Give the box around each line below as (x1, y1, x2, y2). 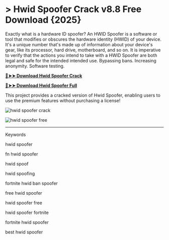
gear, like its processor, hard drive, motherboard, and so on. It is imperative (5, 47, 161, 53)
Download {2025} (5, 14, 81, 26)
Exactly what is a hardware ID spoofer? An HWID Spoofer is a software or (5, 31, 157, 37)
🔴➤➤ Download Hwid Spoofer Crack (5, 72, 82, 78)
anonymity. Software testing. (5, 63, 65, 69)
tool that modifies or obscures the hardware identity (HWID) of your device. (5, 36, 162, 42)
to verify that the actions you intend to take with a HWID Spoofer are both (5, 52, 157, 58)
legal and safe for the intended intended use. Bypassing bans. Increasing (5, 57, 157, 63)
